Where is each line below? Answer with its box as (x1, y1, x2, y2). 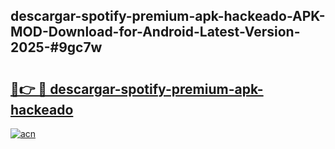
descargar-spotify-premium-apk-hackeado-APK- (10, 8, 326, 25)
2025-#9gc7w (10, 39, 103, 56)
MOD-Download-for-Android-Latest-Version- (10, 24, 301, 41)
